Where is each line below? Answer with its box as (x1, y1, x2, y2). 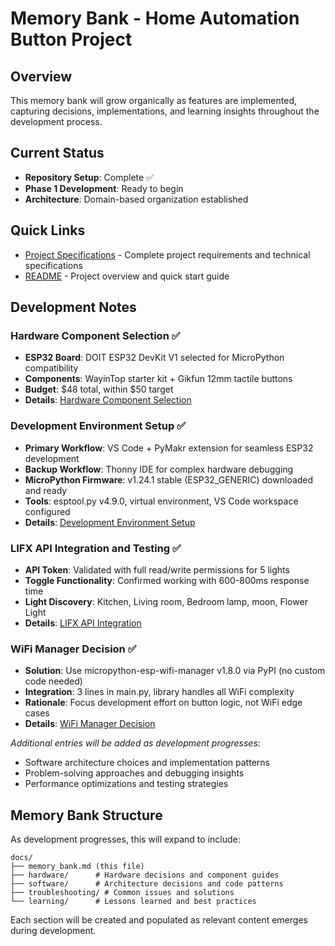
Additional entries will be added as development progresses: (10, 737, 261, 749)
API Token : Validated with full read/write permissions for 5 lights (24, 563, 290, 576)
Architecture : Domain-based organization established (24, 193, 249, 205)
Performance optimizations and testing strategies (24, 778, 229, 790)
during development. (10, 925, 97, 937)
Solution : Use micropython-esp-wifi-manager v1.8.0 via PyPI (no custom (24, 665, 326, 677)
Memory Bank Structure (10, 807, 163, 824)
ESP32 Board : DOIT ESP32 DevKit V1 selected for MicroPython (24, 352, 285, 364)
